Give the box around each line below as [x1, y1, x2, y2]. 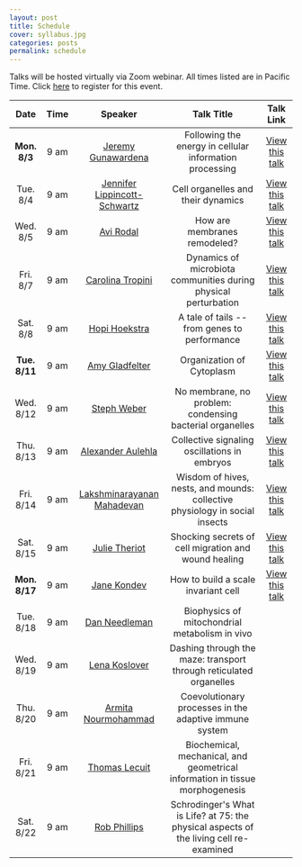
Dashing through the [169, 642, 256, 655]
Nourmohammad [83, 713, 155, 726]
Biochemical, [185, 739, 240, 752]
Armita [104, 701, 133, 714]
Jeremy [102, 140, 136, 153]
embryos [193, 456, 232, 469]
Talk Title [192, 108, 234, 121]
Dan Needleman [84, 616, 154, 628]
